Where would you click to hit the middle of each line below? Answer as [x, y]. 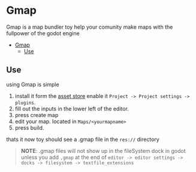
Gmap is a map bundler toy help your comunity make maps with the [90, 27]
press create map [37, 115]
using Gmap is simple [33, 84]
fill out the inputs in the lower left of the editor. [72, 109]
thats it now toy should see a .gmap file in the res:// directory [83, 139]
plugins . [25, 102]
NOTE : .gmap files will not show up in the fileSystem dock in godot [103, 150]
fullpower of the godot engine [43, 33]
